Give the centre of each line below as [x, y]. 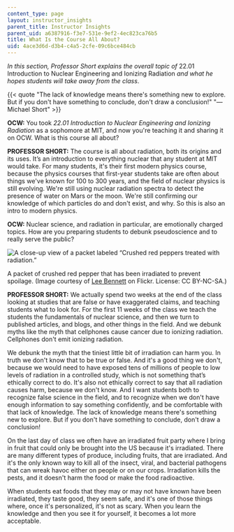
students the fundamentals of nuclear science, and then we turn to [103, 317]
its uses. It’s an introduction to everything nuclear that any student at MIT [112, 159]
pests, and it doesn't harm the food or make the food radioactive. [101, 477]
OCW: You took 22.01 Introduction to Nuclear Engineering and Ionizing [109, 123]
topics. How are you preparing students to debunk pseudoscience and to [112, 232]
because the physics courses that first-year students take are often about [113, 173]
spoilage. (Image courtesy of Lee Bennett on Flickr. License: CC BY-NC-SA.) [117, 281]
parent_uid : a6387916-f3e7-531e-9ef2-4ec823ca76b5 [82, 33]
